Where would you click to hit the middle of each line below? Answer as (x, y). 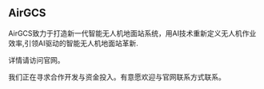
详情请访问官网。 (36, 60)
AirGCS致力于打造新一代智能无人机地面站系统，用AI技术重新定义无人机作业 (132, 33)
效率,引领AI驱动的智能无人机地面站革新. (73, 43)
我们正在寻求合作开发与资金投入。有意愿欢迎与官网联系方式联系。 (117, 77)
